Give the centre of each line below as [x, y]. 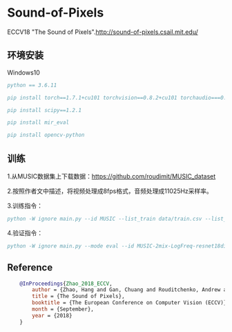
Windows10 [23, 72]
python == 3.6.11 [32, 85]
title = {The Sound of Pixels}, [79, 296]
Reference [30, 268]
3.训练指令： [25, 205]
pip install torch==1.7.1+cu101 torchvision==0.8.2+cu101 [92, 98]
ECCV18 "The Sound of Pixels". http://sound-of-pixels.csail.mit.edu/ [103, 32]
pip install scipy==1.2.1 [44, 110]
